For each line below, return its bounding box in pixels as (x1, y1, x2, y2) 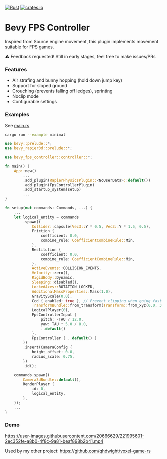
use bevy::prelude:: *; (5, 141, 52, 146)
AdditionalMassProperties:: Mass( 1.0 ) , (31, 289, 113, 294)
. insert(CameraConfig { (23, 345, 72, 350)
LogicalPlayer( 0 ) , (31, 308, 70, 313)
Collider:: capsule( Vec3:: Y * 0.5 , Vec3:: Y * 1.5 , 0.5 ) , (31, 224, 151, 229)
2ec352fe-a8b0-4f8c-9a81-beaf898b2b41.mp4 (5, 438, 104, 444)
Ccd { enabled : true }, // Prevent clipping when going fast (31, 298, 162, 303)
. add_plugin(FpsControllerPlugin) (23, 182, 95, 187)
